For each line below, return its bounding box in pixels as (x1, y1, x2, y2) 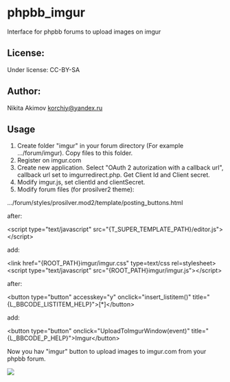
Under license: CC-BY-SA (7, 65, 80, 73)
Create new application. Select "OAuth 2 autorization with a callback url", (16, 163, 224, 172)
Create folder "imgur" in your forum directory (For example (16, 142, 184, 150)
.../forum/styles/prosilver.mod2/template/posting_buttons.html (7, 199, 183, 207)
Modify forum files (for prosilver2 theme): (16, 185, 135, 193)
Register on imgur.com (16, 156, 82, 165)
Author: (7, 86, 41, 97)
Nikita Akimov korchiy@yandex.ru (7, 104, 103, 112)
